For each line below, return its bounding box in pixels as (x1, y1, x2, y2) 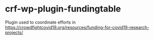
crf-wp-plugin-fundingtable (5, 3, 121, 14)
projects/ (5, 29, 23, 35)
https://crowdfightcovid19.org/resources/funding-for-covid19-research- (5, 24, 150, 30)
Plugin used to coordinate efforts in (5, 19, 76, 25)
